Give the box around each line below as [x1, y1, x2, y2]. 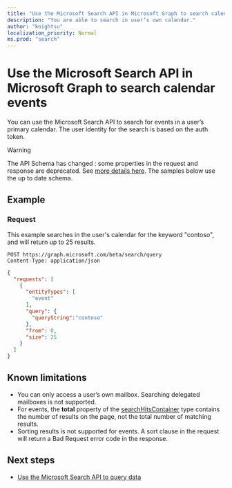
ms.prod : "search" [7, 36, 60, 43]
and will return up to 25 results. [7, 238, 96, 246]
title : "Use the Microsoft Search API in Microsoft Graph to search [7, 10, 209, 17]
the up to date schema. [7, 174, 73, 182]
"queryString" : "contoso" [32, 314, 104, 321]
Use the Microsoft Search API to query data [17, 473, 142, 481]
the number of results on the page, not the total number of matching [17, 412, 212, 420]
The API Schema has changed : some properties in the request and [7, 160, 198, 168]
